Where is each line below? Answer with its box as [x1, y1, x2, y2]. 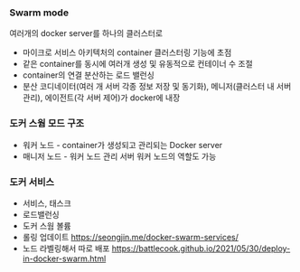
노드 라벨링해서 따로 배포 [22, 242, 110, 254]
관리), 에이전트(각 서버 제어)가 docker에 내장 [22, 92, 181, 103]
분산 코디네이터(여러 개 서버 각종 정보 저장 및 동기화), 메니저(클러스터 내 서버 [22, 81, 292, 92]
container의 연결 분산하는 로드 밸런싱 [22, 70, 155, 80]
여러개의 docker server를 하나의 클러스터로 [9, 28, 164, 39]
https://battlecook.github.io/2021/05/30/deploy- [111, 242, 291, 254]
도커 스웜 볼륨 [22, 220, 71, 231]
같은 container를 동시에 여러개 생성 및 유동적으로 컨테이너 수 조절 [22, 59, 253, 70]
